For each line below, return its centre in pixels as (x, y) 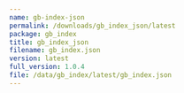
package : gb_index (43, 34)
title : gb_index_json (49, 42)
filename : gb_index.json (55, 50)
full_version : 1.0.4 (47, 67)
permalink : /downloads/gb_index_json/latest (92, 26)
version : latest (39, 58)
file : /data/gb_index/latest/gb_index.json (91, 75)
